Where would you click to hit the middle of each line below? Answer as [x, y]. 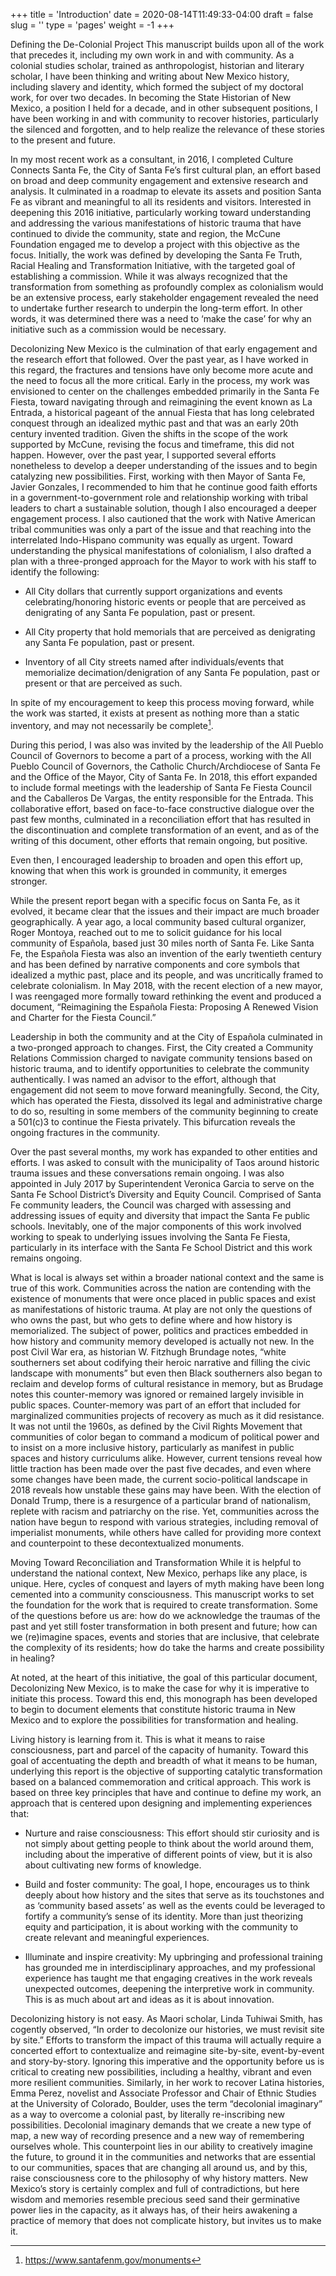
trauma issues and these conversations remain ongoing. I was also [147, 1173]
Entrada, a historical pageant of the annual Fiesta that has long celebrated [162, 412]
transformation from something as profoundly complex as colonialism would [167, 287]
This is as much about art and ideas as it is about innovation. [149, 1999]
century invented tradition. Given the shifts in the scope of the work [149, 433]
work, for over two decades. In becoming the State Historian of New [151, 97]
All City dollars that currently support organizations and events [153, 591]
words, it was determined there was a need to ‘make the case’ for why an [161, 318]
